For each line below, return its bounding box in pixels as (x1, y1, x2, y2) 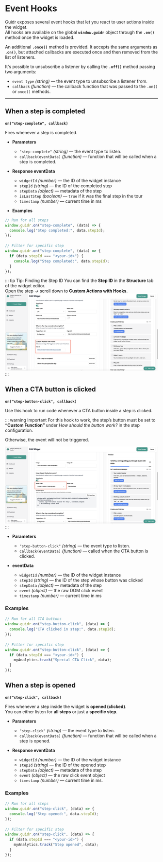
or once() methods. (12, 88, 51, 94)
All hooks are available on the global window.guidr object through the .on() (5, 29, 155, 35)
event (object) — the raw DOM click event (19, 588, 103, 594)
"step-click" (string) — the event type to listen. (19, 727, 115, 733)
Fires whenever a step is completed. (5, 129, 78, 135)
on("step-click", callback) (5, 695, 62, 700)
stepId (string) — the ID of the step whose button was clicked (19, 577, 143, 583)
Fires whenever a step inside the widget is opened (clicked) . (5, 704, 127, 709)
